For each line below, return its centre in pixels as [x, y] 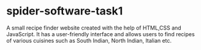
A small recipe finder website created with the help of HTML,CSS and [94, 28]
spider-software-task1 [65, 11]
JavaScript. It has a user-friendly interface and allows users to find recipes [100, 34]
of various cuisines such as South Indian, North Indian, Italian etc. [89, 40]
